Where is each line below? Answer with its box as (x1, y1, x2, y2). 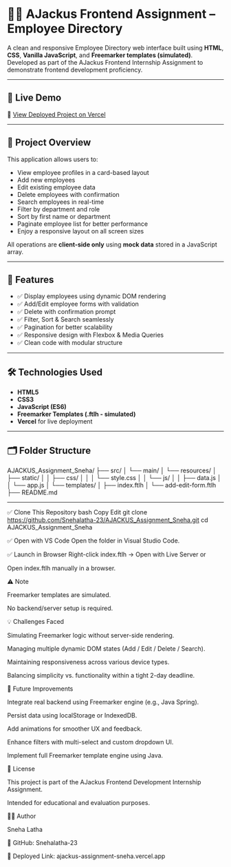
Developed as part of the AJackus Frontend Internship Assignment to (7, 58, 203, 66)
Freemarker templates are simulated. (7, 591, 111, 598)
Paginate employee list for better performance (16, 220, 148, 228)
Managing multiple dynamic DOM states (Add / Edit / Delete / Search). (7, 645, 206, 653)
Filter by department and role (16, 205, 100, 213)
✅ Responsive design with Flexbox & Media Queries (16, 331, 164, 340)
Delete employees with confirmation (16, 190, 120, 198)
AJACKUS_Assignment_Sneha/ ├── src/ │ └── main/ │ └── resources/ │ (7, 466, 217, 474)
